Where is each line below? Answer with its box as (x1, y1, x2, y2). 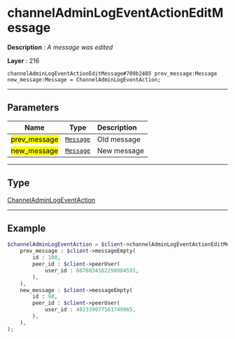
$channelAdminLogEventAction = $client (7, 241, 124, 248)
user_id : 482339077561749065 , (44, 306, 136, 313)
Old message (97, 134, 141, 144)
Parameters (7, 102, 59, 113)
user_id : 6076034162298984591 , (44, 267, 139, 274)
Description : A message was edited (7, 43, 113, 51)
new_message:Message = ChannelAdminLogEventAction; (7, 76, 161, 83)
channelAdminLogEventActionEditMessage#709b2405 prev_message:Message (7, 70, 218, 77)
